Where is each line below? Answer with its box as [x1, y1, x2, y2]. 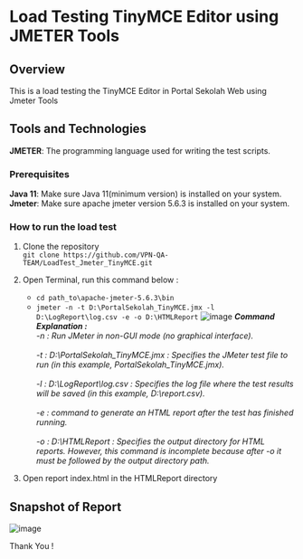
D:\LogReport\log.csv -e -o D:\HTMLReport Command [35, 311, 275, 322]
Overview [9, 62, 66, 77]
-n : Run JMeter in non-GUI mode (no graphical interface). [35, 330, 254, 341]
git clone [22, 251, 61, 260]
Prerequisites [9, 167, 70, 180]
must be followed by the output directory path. [35, 455, 210, 467]
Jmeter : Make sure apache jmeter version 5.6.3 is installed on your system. [9, 198, 290, 209]
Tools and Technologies [9, 121, 147, 137]
